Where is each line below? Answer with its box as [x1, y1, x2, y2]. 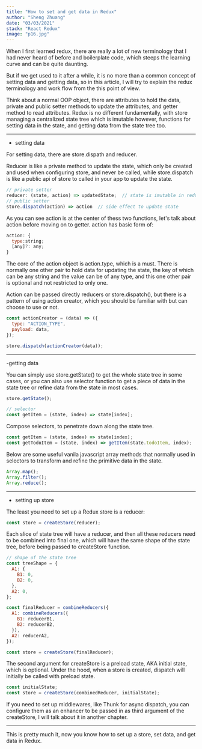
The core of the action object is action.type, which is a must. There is [6, 260, 178, 267]
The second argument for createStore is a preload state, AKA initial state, [6, 660, 188, 667]
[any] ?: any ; [11, 244, 44, 250]
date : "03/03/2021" [6, 20, 55, 26]
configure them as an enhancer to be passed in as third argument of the [6, 707, 185, 715]
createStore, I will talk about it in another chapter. [6, 714, 128, 721]
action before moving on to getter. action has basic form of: [6, 220, 154, 228]
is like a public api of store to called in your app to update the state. [6, 175, 173, 183]
